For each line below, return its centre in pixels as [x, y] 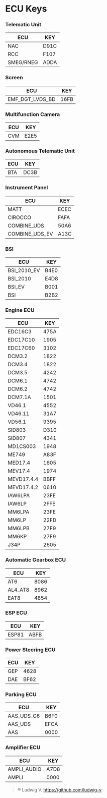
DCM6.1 [18, 381]
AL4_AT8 [19, 590]
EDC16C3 [20, 332]
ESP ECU [16, 613]
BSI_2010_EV [24, 270]
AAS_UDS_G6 [24, 716]
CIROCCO [20, 217]
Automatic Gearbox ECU [36, 560]
